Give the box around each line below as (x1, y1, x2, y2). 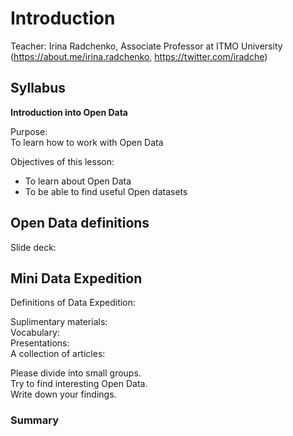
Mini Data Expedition (10, 270, 143, 287)
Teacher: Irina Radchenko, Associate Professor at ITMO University (10, 40, 283, 52)
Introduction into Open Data (10, 106, 128, 118)
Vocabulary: (10, 327, 60, 339)
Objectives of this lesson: (10, 155, 115, 167)
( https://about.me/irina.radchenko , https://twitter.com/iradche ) (10, 50, 268, 62)
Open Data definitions (10, 215, 150, 232)
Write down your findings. (10, 388, 117, 401)
